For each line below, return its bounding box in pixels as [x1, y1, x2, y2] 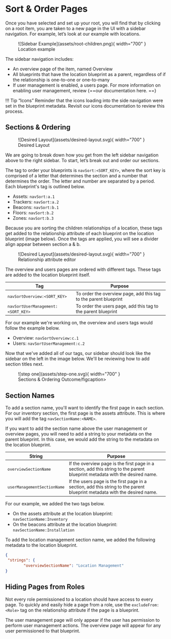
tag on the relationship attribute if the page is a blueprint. [20, 607, 140, 613]
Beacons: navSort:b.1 [12, 204, 59, 210]
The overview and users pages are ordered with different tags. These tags [5, 266, 161, 272]
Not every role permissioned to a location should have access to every [5, 596, 154, 602]
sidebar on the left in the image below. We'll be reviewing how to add [5, 355, 150, 362]
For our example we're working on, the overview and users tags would [5, 320, 153, 326]
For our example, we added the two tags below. [5, 500, 105, 506]
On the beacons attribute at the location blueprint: [12, 521, 118, 527]
